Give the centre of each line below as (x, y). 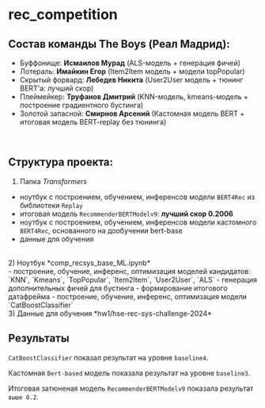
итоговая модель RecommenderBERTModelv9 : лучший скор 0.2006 (126, 214)
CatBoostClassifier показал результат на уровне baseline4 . (108, 357)
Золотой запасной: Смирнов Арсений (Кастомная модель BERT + (132, 114)
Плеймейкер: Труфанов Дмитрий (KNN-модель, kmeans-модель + (134, 96)
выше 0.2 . (24, 396)
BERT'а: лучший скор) (57, 88)
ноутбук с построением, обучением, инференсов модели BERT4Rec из (137, 197)
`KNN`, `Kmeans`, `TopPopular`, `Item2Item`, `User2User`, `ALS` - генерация (133, 279)
